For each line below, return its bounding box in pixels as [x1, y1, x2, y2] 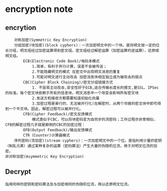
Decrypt [5, 168, 31, 176]
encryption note [5, 3, 73, 15]
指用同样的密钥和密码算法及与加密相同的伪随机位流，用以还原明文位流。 [5, 182, 132, 187]
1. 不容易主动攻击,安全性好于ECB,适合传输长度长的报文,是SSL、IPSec [31, 85, 159, 90]
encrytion [5, 23, 36, 32]
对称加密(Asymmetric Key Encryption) [8, 154, 84, 159]
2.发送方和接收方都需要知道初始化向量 [31, 96, 100, 101]
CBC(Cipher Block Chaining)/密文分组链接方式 [23, 80, 113, 85]
